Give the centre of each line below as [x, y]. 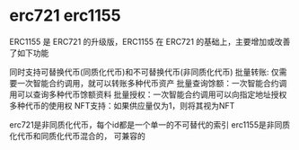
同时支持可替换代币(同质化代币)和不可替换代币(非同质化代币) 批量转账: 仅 [145, 72]
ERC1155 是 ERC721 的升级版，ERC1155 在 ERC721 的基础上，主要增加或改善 [150, 41]
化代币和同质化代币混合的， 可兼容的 [77, 136]
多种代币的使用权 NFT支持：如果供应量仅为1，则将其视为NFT [122, 105]
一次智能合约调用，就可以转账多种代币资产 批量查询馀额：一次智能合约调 [152, 83]
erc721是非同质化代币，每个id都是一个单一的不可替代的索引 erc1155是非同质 [149, 124]
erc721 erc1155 [65, 16]
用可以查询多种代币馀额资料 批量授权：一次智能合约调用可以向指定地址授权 [148, 94]
